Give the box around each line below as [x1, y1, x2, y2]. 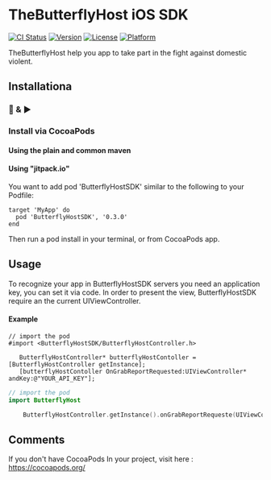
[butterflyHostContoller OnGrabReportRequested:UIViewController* [19, 367, 248, 375]
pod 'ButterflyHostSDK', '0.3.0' [15, 213, 128, 221]
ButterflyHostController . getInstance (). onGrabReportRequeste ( [23, 411, 236, 419]
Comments [8, 433, 65, 446]
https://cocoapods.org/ [8, 463, 86, 473]
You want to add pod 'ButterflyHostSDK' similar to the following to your [8, 181, 244, 191]
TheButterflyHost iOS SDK [8, 6, 189, 24]
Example [8, 314, 39, 324]
